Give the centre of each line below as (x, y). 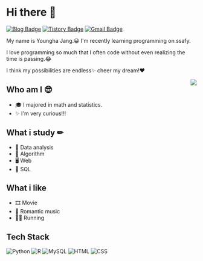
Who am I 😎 (29, 90)
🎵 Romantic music (37, 212)
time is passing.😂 (29, 58)
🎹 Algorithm (30, 154)
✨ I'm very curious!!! (40, 113)
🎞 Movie (26, 203)
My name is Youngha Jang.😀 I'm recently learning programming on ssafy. (99, 40)
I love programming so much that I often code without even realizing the (96, 52)
